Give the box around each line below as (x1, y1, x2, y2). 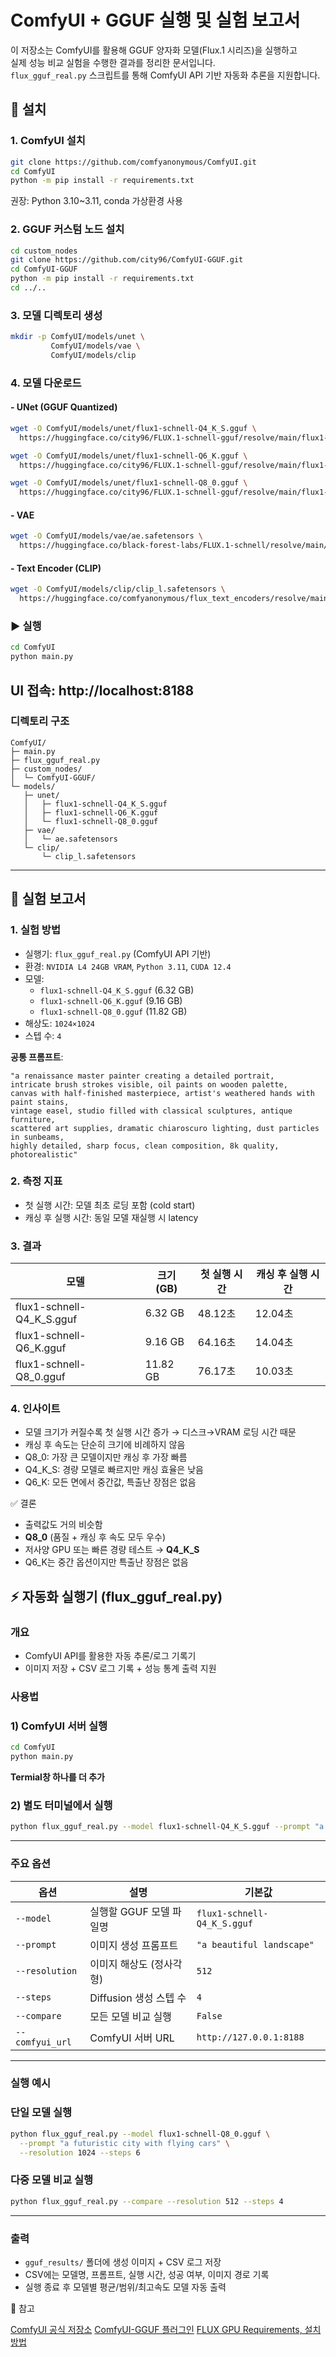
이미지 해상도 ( (89, 1957, 155, 1971)
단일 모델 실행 (10, 2106, 73, 2120)
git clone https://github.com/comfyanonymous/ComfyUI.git (10, 157, 257, 167)
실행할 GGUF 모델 (89, 1904, 170, 1918)
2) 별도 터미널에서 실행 (10, 1799, 113, 1813)
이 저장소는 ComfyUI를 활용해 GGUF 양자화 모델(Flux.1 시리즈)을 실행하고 (10, 44, 298, 56)
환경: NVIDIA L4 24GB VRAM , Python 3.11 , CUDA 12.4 (24, 960, 232, 972)
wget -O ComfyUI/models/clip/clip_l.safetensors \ (10, 584, 226, 595)
